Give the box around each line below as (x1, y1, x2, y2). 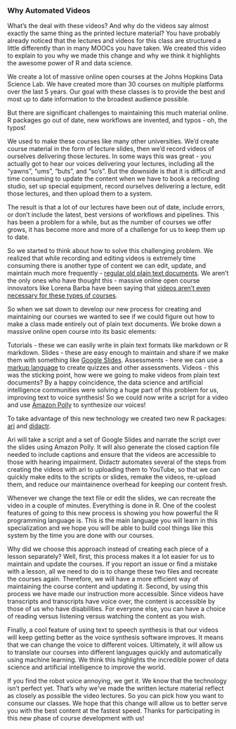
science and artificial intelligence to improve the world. (7, 663, 166, 671)
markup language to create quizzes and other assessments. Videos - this (7, 363, 219, 372)
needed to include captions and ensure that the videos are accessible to (7, 451, 216, 459)
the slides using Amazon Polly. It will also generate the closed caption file (7, 443, 220, 451)
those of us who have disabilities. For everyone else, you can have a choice (7, 605, 226, 613)
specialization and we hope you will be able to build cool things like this (7, 524, 214, 532)
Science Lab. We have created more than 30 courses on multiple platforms (7, 80, 224, 89)
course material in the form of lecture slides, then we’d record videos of (7, 145, 214, 153)
